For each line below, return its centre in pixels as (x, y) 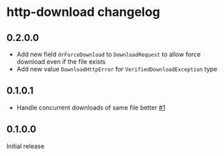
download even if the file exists (61, 62)
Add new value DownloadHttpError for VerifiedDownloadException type (117, 69)
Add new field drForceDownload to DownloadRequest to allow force (109, 54)
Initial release (25, 146)
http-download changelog (84, 12)
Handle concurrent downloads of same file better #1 (91, 107)
